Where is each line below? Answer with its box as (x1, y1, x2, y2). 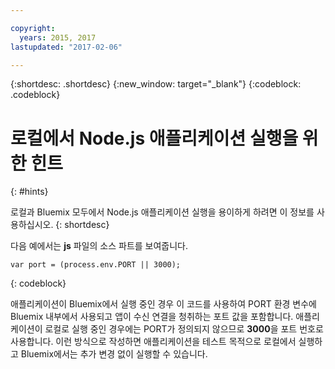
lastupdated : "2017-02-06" (10, 42, 123, 52)
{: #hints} (10, 186, 49, 198)
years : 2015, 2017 (19, 32, 97, 43)
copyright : (10, 23, 56, 33)
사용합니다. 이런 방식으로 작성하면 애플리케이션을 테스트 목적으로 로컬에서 (10, 336, 297, 348)
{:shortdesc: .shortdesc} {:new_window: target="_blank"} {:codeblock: (10, 78, 302, 90)
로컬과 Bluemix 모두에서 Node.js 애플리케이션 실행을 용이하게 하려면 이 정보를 (10, 206, 315, 218)
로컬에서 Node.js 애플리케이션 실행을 (10, 127, 299, 150)
